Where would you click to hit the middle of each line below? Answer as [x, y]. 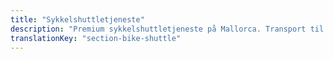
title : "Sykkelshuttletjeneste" [77, 19]
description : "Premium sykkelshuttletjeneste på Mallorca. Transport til [167, 29]
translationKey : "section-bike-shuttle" [96, 38]
